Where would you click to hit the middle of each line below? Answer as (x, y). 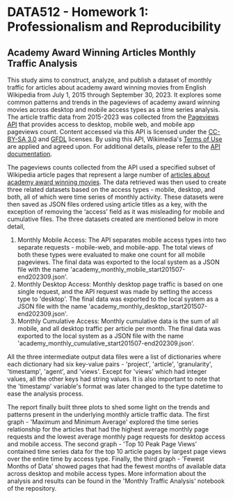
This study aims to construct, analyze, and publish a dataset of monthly (110, 80)
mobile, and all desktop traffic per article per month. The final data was (119, 328)
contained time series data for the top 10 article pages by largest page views (117, 451)
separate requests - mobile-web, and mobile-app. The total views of (115, 247)
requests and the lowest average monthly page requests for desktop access (116, 436)
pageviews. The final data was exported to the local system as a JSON (119, 262)
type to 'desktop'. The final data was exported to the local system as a (118, 299)
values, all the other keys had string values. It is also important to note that (114, 379)
